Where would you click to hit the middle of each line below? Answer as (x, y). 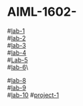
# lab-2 (16, 38)
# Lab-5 (17, 59)
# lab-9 (16, 88)
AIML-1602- (42, 12)
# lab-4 (17, 53)
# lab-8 (16, 80)
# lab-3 (16, 45)
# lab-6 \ (18, 67)
